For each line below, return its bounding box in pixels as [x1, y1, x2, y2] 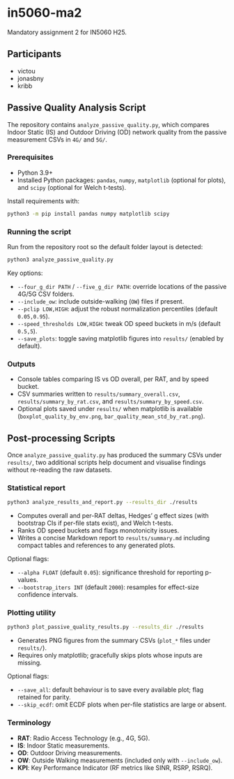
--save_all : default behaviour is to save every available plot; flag [17, 685, 204, 694]
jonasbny [17, 74, 44, 82]
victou [17, 66, 36, 75]
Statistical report [7, 483, 66, 493]
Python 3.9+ [17, 168, 54, 177]
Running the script [7, 227, 72, 237]
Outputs [7, 359, 36, 369]
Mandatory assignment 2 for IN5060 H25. [7, 28, 127, 36]
